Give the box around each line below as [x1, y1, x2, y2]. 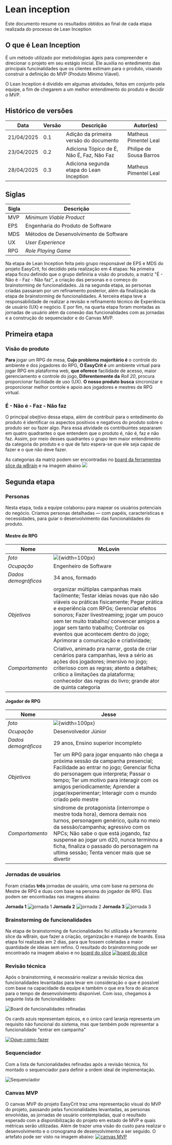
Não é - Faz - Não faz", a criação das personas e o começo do [5, 277, 138, 283]
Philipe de [127, 145, 152, 152]
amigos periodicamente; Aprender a [53, 783, 140, 790]
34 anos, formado [53, 574, 97, 581]
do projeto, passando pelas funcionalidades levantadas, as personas [5, 1106, 150, 1112]
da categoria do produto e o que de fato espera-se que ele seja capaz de [5, 441, 160, 447]
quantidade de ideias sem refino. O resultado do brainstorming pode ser [5, 945, 158, 951]
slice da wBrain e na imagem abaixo [5, 463, 81, 469]
